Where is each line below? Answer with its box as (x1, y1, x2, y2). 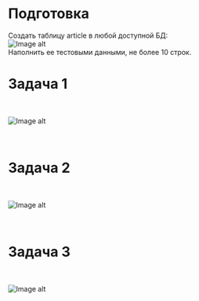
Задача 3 (8, 243, 71, 260)
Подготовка (8, 5, 90, 23)
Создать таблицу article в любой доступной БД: (8, 31, 168, 40)
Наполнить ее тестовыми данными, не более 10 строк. (8, 47, 192, 57)
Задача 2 (8, 159, 71, 177)
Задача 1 (8, 75, 68, 93)
